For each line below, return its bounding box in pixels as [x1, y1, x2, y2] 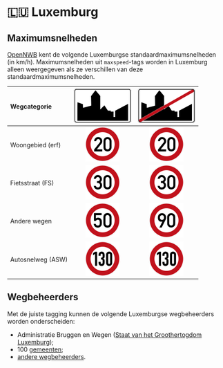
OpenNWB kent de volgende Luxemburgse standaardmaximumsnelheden [7, 50, 216, 59]
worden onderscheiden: [7, 317, 75, 325]
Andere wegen [10, 217, 52, 226]
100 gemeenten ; [17, 345, 64, 353]
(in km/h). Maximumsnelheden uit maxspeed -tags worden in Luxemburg [7, 58, 208, 66]
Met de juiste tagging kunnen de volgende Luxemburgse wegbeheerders [7, 309, 215, 318]
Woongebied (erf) [10, 140, 61, 149]
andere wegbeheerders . [17, 352, 86, 360]
